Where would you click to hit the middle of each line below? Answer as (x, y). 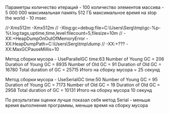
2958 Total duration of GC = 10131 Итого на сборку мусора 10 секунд (79, 90)
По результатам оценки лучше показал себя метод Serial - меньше (78, 100)
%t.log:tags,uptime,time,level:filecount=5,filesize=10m (62, 33)
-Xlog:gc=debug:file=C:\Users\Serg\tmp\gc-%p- (110, 28)
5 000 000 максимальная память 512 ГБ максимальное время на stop (81, 13)
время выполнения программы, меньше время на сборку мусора (77, 105)
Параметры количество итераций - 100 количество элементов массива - (84, 7)
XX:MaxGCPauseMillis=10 (32, 49)
